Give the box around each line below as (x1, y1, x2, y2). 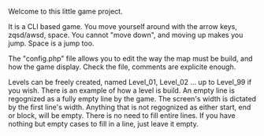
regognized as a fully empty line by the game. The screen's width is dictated (8, 94, 257, 103)
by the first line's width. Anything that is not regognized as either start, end (8, 102, 251, 112)
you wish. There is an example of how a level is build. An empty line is (8, 86, 235, 95)
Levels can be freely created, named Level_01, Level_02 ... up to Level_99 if (8, 78, 252, 86)
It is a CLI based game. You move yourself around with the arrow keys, (8, 22, 238, 31)
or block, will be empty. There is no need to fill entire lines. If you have (8, 111, 236, 120)
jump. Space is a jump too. (8, 39, 95, 48)
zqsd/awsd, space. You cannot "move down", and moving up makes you (8, 31, 244, 39)
